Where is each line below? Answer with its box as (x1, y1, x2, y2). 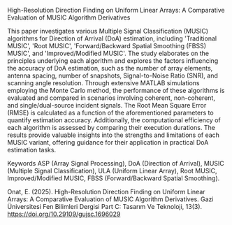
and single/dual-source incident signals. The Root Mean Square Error (7, 101, 207, 109)
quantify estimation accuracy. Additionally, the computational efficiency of (7, 116, 222, 124)
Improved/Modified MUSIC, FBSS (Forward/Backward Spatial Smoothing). (7, 174, 220, 182)
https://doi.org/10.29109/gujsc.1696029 (7, 210, 121, 218)
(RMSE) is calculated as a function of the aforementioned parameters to (7, 108, 215, 117)
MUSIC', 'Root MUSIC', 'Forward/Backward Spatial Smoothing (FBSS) (7, 42, 207, 50)
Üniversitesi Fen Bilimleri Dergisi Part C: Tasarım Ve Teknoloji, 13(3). (7, 203, 203, 210)
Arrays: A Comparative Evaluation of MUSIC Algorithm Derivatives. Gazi (7, 195, 214, 203)
